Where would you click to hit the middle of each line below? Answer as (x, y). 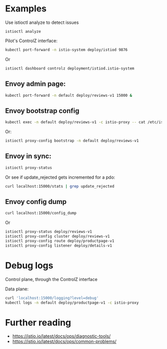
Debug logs (29, 265)
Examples (26, 9)
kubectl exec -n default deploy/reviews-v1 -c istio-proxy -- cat (75, 122)
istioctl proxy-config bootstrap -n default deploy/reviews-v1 (72, 141)
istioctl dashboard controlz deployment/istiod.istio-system (70, 68)
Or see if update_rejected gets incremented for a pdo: (60, 177)
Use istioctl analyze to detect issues (42, 22)
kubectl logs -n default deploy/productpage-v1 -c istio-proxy (72, 303)
